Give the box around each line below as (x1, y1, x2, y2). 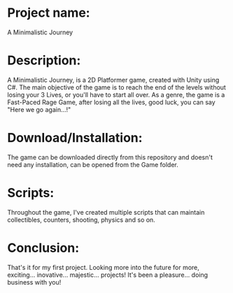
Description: (7, 52, 81, 69)
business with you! (7, 278, 62, 286)
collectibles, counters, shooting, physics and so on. (7, 215, 155, 224)
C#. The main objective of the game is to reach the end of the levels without (7, 83, 226, 92)
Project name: (7, 5, 90, 21)
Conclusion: (7, 240, 80, 256)
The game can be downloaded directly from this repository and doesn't (7, 152, 213, 162)
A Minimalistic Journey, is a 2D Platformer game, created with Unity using (7, 76, 220, 84)
